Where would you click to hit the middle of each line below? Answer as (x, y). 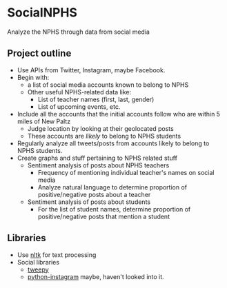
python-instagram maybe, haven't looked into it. (96, 276)
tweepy (38, 269)
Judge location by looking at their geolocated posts (100, 128)
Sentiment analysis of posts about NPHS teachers (98, 165)
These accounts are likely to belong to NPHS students (104, 136)
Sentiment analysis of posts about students (89, 202)
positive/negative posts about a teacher (94, 194)
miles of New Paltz (44, 121)
